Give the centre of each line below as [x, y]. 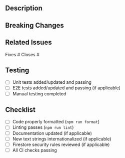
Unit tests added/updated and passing [52, 82]
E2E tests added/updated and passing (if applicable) [66, 88]
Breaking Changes [34, 25]
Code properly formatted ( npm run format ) [56, 122]
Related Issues [28, 42]
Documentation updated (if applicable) [52, 133]
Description [24, 8]
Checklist [20, 110]
